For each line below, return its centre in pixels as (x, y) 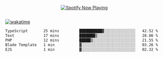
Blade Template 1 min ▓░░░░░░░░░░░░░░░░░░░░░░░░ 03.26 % (81, 45)
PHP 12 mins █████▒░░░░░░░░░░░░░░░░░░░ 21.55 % (81, 40)
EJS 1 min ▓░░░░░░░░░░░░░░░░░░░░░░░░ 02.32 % (81, 50)
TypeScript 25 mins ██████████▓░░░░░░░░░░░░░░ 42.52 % (81, 31)
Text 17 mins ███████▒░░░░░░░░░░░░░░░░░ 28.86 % (81, 36)
